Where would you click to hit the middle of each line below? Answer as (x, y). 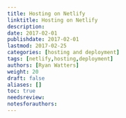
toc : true (22, 91)
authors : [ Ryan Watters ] (43, 65)
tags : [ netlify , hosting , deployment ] (60, 59)
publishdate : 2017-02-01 (43, 40)
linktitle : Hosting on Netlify (53, 20)
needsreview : (26, 98)
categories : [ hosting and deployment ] (63, 53)
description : (26, 26)
